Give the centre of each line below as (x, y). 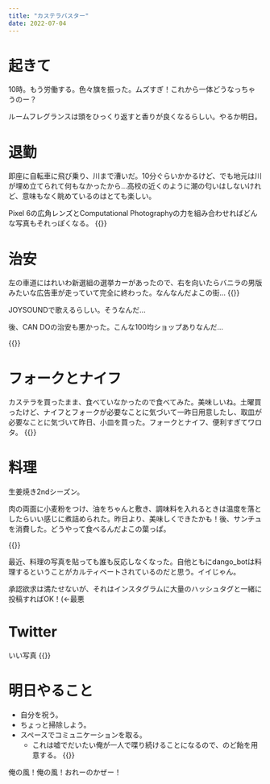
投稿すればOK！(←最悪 (46, 599)
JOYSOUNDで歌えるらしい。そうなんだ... (77, 310)
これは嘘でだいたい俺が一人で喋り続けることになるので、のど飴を (141, 745)
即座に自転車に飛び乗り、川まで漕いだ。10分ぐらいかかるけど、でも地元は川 (135, 176)
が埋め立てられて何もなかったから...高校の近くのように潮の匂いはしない (128, 186)
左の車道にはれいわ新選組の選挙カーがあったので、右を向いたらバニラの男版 (135, 283)
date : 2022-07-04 (37, 23)
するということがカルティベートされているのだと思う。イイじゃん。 (127, 572)
